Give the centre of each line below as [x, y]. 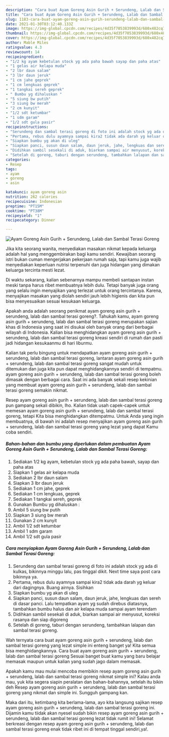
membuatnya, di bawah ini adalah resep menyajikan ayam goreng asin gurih [84, 421]
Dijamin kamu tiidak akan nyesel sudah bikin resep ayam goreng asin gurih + [85, 713]
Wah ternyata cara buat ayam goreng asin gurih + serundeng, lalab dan [79, 640]
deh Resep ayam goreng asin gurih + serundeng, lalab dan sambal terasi [80, 687]
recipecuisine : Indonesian [34, 201]
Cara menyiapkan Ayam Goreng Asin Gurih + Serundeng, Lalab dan [78, 548]
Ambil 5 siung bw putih [37, 510]
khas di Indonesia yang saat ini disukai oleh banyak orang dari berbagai [79, 327]
